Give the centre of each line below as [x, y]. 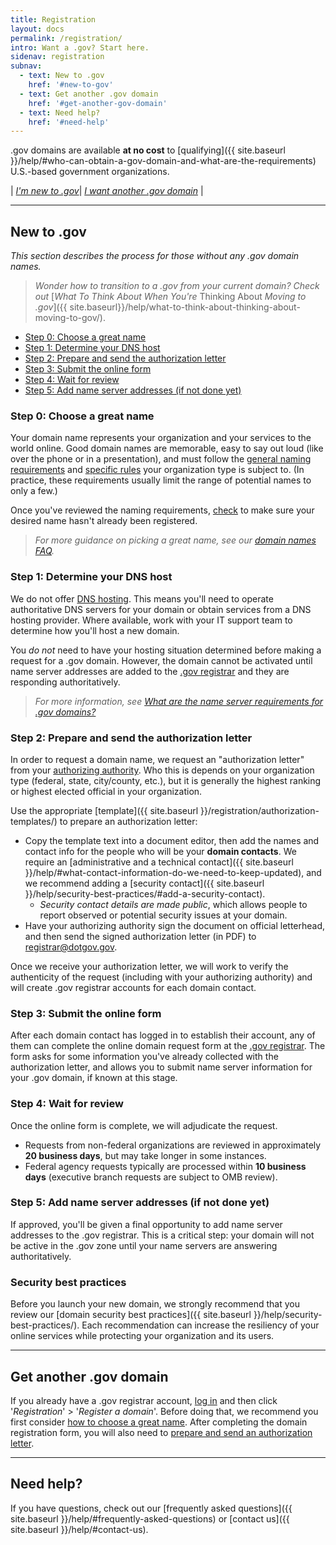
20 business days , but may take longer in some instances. [145, 1155]
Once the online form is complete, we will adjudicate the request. [144, 1125]
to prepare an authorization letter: [128, 821]
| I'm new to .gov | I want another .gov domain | [107, 191]
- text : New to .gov [62, 76]
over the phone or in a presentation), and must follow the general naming [161, 459]
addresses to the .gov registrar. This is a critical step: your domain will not [162, 1235]
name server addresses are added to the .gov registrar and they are [150, 671]
